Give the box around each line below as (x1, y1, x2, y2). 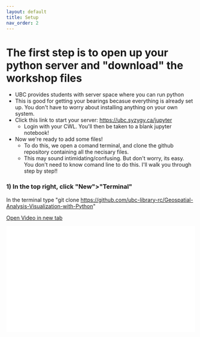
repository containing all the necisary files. (23, 148, 129, 156)
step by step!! (23, 167, 58, 174)
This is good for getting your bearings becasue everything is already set (14, 97, 193, 105)
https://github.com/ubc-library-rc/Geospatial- (80, 196, 193, 203)
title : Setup (6, 14, 39, 20)
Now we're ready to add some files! (14, 136, 103, 143)
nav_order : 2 (6, 20, 39, 26)
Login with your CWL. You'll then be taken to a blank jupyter (23, 123, 172, 130)
